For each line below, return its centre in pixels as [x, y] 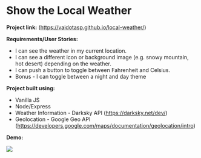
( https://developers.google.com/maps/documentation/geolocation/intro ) [105, 125]
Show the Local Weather [69, 11]
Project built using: [31, 88]
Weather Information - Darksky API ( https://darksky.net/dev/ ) [91, 113]
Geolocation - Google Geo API [53, 119]
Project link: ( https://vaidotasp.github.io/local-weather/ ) [76, 27]
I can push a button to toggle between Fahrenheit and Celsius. [93, 70]
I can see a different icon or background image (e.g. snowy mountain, [102, 57]
